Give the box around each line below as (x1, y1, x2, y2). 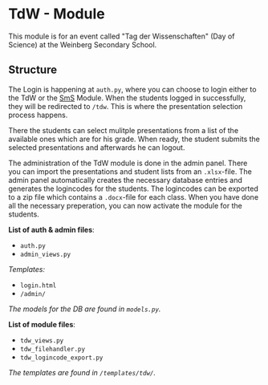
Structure (8, 63, 58, 77)
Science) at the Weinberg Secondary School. (8, 39, 157, 49)
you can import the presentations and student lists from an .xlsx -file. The (8, 166, 253, 176)
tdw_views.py (19, 336, 64, 345)
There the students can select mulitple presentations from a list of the (8, 125, 239, 135)
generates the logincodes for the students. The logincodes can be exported (8, 184, 258, 193)
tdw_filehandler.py (19, 345, 86, 353)
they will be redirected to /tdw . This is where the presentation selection (8, 101, 243, 111)
